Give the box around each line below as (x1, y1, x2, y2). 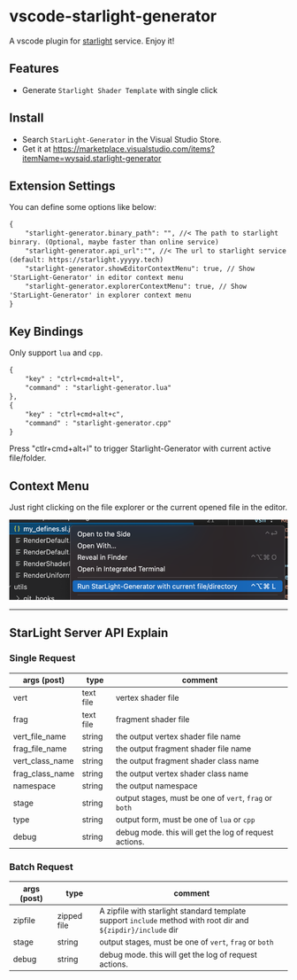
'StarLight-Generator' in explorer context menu (9, 291, 192, 300)
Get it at (21, 144, 51, 154)
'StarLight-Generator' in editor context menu (9, 273, 184, 283)
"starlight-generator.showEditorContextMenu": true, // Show (25, 264, 255, 274)
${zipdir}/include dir (99, 924, 179, 936)
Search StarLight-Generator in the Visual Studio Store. (21, 134, 222, 144)
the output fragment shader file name (115, 743, 252, 754)
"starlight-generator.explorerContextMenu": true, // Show (25, 282, 247, 292)
